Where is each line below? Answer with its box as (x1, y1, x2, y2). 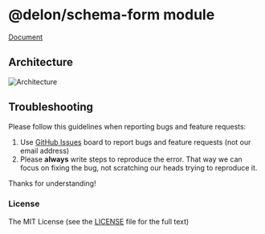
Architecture (8, 55, 74, 69)
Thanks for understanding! (8, 179, 96, 188)
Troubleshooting (8, 101, 94, 114)
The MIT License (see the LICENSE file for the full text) (8, 216, 190, 226)
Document (8, 32, 43, 42)
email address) (19, 146, 70, 155)
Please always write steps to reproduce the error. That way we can (19, 154, 243, 164)
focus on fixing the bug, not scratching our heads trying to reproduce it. (19, 162, 258, 172)
